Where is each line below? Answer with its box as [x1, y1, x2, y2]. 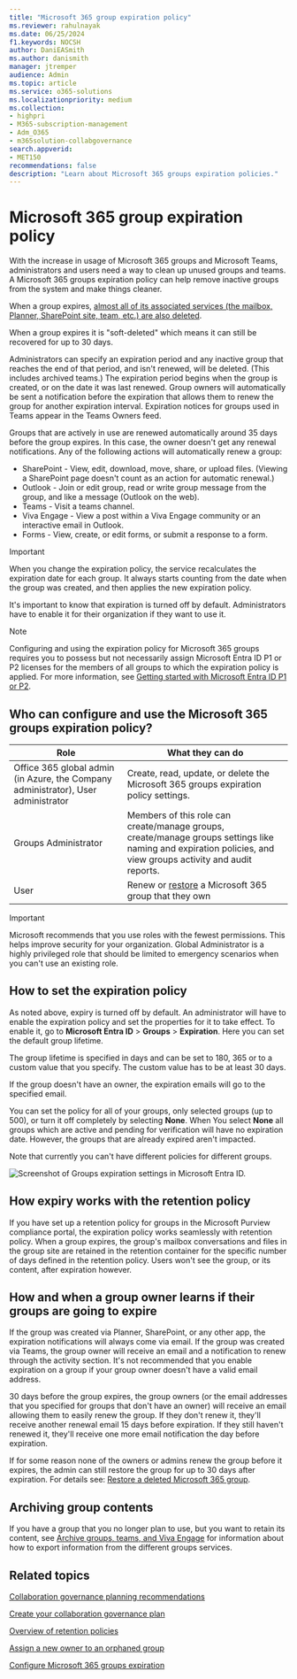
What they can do [166, 747, 244, 759]
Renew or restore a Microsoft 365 [126, 879, 268, 890]
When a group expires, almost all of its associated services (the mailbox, [9, 301, 273, 312]
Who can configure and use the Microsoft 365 [9, 706, 268, 721]
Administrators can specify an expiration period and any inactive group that [9, 354, 285, 365]
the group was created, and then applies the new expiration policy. [9, 582, 252, 593]
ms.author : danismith [9, 54, 89, 63]
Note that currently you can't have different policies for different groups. [9, 1151, 272, 1161]
